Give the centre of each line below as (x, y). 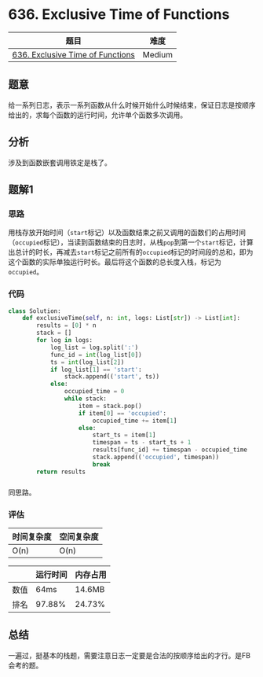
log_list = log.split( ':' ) (94, 348)
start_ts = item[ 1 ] (124, 435)
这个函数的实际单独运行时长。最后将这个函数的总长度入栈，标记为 (115, 262)
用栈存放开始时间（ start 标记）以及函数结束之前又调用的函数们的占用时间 (127, 233)
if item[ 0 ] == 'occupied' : (122, 413)
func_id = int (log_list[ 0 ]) (96, 355)
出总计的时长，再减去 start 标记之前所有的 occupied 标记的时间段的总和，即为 (131, 252)
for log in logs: (64, 340)
